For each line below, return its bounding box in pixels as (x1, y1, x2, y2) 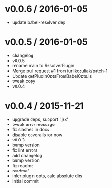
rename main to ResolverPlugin (12, 63, 75, 68)
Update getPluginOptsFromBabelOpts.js (12, 73, 92, 78)
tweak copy (12, 78, 36, 84)
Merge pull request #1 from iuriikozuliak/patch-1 (12, 68, 108, 74)
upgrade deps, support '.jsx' (12, 116, 69, 122)
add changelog (12, 152, 43, 158)
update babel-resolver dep (12, 19, 66, 25)
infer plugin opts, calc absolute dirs (12, 173, 83, 179)
